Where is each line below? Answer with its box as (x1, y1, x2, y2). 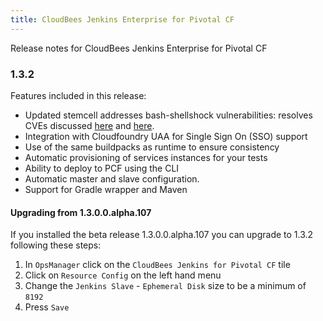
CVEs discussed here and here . (24, 119, 155, 131)
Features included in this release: (10, 89, 147, 101)
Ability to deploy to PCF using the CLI (24, 162, 180, 174)
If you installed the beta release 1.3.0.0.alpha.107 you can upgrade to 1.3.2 (10, 229, 314, 241)
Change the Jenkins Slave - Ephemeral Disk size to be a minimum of (24, 280, 307, 292)
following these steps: (10, 239, 102, 251)
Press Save (24, 301, 70, 313)
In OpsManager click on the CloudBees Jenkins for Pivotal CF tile (24, 259, 291, 271)
